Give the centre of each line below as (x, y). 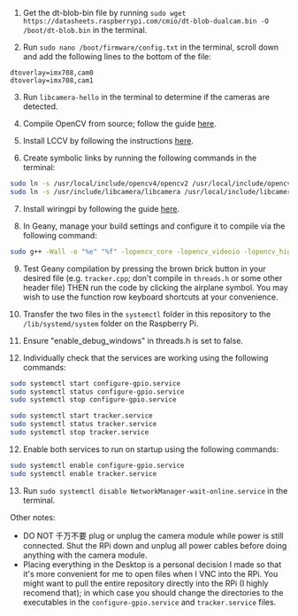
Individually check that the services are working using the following (145, 357)
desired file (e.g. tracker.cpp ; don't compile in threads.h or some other (153, 277)
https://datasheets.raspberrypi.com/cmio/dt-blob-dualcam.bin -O (145, 21)
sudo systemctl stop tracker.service (80, 433)
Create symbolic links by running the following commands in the (140, 158)
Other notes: (33, 517)
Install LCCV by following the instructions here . (108, 140)
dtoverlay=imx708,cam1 (52, 81)
